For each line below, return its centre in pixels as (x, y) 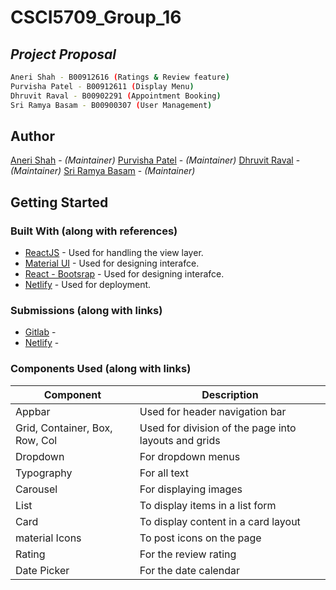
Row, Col (36, 440)
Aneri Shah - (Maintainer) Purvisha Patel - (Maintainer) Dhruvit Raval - (155, 160)
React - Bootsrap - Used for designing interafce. (124, 274)
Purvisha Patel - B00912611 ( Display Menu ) (102, 86)
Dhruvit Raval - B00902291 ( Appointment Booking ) (116, 96)
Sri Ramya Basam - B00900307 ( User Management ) (111, 105)
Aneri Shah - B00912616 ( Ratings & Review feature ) (120, 77)
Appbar (33, 411)
